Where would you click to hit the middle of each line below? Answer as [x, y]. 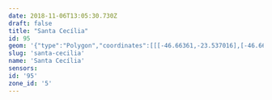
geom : [17, 46]
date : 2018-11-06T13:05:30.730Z [63, 16]
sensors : [23, 69]
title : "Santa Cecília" [49, 31]
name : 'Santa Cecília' [47, 61]
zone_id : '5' [30, 83]
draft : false [30, 23]
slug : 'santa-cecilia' [47, 53]
